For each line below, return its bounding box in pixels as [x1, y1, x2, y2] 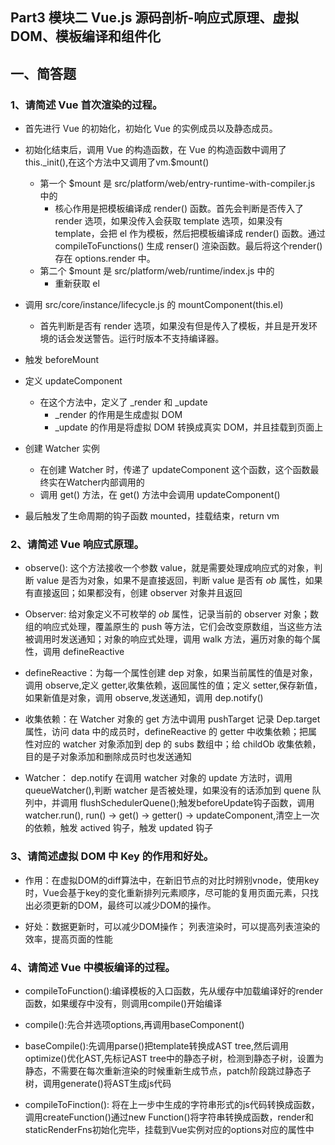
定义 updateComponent [24, 375, 123, 387]
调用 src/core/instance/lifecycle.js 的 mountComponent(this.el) [24, 299, 284, 311]
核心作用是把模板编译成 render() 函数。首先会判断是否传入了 [54, 203, 304, 215]
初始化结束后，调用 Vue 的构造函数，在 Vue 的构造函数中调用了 [24, 144, 287, 156]
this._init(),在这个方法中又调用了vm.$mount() [24, 156, 210, 168]
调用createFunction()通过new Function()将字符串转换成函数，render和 [24, 1111, 315, 1123]
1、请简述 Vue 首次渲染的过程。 [10, 98, 163, 112]
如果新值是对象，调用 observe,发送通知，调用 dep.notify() [24, 692, 264, 704]
